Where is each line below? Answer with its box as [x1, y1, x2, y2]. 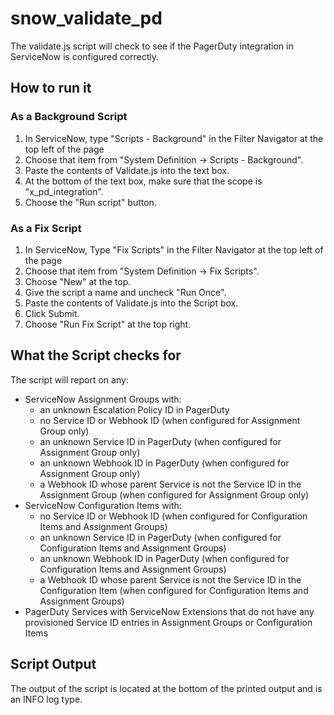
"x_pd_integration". [24, 185, 104, 197]
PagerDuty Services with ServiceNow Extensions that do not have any [24, 605, 315, 617]
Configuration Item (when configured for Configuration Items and [39, 584, 309, 596]
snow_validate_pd [10, 7, 163, 30]
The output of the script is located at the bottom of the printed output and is [10, 682, 323, 694]
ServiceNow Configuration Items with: [24, 499, 182, 511]
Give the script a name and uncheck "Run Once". [24, 286, 227, 298]
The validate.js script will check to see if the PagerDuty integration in [10, 40, 294, 52]
